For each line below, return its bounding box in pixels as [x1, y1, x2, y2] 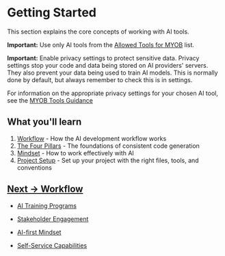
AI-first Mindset [16, 228, 62, 236]
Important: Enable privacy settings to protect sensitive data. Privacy [7, 53, 200, 62]
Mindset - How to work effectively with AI [16, 149, 135, 157]
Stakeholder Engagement [16, 214, 89, 223]
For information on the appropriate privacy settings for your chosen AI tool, [7, 89, 219, 97]
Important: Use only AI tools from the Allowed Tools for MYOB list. [7, 40, 195, 49]
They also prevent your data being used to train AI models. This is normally [7, 68, 218, 77]
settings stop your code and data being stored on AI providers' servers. [7, 61, 209, 69]
